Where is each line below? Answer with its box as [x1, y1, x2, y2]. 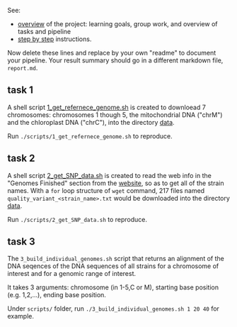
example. [7, 312, 34, 321]
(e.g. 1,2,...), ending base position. [7, 291, 106, 299]
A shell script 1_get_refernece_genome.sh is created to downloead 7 [7, 103, 207, 111]
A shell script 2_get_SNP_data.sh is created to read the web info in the [7, 171, 212, 179]
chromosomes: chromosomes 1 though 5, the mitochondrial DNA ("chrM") [7, 110, 223, 119]
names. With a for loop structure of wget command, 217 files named [7, 186, 205, 194]
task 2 [7, 153, 35, 165]
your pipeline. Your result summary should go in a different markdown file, [7, 56, 224, 65]
